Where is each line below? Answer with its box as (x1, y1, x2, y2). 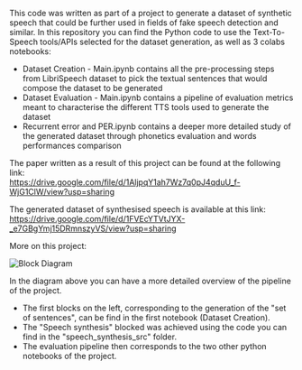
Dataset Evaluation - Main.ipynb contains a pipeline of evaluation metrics (22, 92, 294, 103)
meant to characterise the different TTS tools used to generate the (22, 102, 270, 112)
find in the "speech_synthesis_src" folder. (22, 331, 178, 342)
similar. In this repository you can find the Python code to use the (9, 27, 252, 37)
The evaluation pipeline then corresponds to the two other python (22, 341, 268, 351)
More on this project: (9, 241, 87, 251)
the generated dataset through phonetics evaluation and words (22, 131, 257, 141)
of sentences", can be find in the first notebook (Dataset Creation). (22, 312, 270, 323)
